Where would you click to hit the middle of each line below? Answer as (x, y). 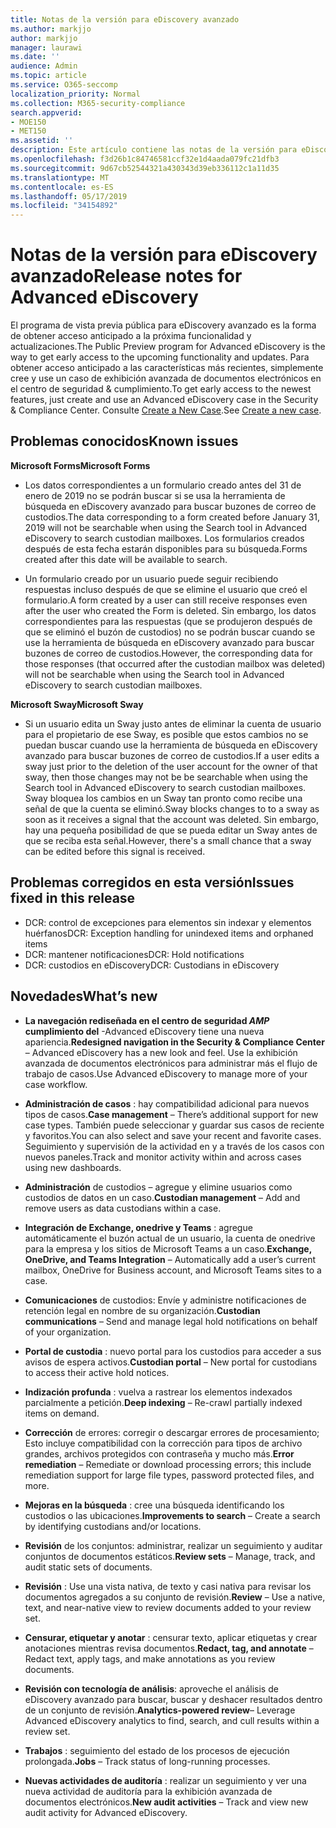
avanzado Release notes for (126, 276)
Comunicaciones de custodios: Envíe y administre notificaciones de (165, 1300)
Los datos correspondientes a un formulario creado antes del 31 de (163, 485)
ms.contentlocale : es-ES (62, 187)
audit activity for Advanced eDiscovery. (106, 1812)
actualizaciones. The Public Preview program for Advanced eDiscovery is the (168, 347)
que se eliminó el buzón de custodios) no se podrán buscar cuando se (170, 632)
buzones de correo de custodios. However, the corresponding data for (168, 653)
